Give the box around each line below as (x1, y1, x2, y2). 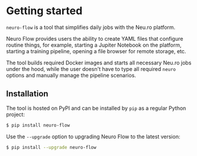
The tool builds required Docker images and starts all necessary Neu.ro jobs (6, 59, 192, 66)
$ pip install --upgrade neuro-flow (6, 144, 96, 150)
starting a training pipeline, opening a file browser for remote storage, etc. (6, 47, 186, 54)
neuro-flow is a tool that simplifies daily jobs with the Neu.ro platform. (6, 24, 176, 31)
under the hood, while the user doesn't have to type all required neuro (6, 65, 176, 72)
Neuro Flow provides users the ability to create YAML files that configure (6, 35, 183, 42)
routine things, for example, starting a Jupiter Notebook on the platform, (6, 41, 182, 48)
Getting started (6, 4, 83, 18)
